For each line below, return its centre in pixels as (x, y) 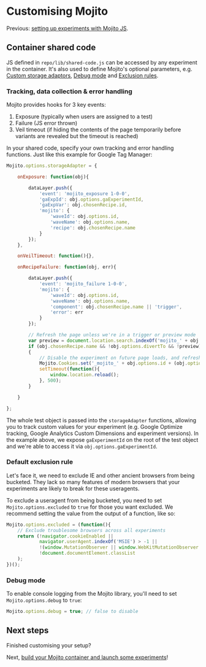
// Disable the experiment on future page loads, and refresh (120, 358)
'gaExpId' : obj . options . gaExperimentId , (91, 199)
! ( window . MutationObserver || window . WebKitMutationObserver (119, 547)
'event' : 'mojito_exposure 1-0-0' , (85, 194)
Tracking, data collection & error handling (70, 91)
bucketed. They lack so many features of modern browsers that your (93, 482)
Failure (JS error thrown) (46, 123)
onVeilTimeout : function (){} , (56, 256)
